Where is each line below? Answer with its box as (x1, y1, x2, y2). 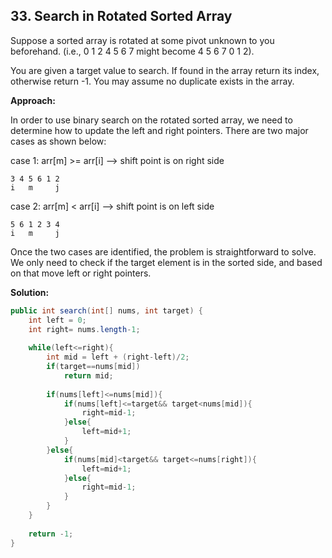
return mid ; (63, 370, 114, 381)
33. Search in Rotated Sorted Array (10, 8, 233, 25)
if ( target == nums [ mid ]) (46, 362, 141, 372)
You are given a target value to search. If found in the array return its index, (10, 64, 320, 76)
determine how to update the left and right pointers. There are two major (10, 124, 309, 136)
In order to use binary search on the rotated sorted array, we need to (10, 114, 293, 126)
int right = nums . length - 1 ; (28, 324, 141, 334)
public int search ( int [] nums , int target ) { (10, 305, 203, 316)
